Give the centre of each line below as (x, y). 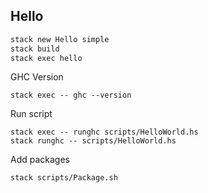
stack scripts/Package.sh (64, 178)
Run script (31, 114)
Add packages (40, 160)
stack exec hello (46, 58)
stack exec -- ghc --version (71, 95)
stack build (35, 49)
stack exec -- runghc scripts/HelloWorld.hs (104, 132)
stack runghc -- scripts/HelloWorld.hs (93, 141)
